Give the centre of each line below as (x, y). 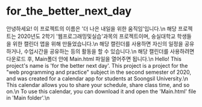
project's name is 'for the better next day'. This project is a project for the (97, 65)
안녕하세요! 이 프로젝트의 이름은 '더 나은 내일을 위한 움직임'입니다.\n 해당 (91, 28)
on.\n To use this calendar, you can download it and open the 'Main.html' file (101, 91)
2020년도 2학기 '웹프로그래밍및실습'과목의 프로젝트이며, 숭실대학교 (96, 36)
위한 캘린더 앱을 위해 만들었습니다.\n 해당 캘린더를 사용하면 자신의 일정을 (98, 44)
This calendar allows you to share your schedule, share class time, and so (98, 85)
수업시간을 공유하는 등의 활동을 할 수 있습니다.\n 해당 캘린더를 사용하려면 (109, 51)
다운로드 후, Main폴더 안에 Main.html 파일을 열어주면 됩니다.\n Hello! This (94, 59)
